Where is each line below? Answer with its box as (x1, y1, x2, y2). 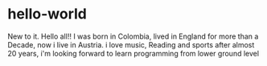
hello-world (7, 5, 88, 23)
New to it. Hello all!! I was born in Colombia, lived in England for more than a (7, 31, 259, 41)
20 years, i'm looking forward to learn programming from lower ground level (7, 48, 259, 58)
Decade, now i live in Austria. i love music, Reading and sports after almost (7, 39, 255, 49)
